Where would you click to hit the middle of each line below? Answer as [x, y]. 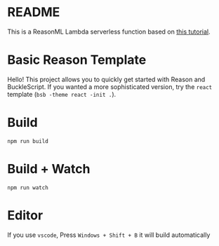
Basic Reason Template [77, 60]
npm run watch [28, 187]
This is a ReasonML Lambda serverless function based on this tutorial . [109, 32]
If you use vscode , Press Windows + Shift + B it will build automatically [109, 235]
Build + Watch [49, 169]
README [34, 12]
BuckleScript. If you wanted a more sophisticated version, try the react [110, 87]
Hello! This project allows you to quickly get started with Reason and [106, 79]
